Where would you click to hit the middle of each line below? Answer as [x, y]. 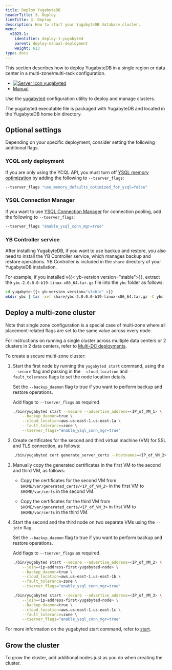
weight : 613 [27, 48]
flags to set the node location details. [88, 377]
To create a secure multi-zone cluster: [46, 356]
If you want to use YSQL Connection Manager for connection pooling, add [83, 212]
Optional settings [33, 130]
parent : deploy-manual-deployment [51, 44]
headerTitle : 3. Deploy [31, 15]
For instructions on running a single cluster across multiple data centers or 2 [86, 340]
